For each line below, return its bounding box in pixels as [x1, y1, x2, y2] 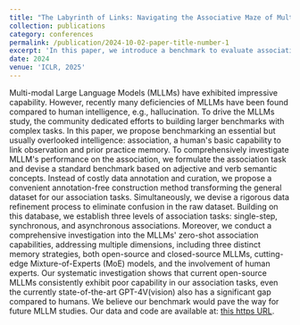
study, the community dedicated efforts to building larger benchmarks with [9, 115, 285, 126]
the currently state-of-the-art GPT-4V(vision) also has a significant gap [9, 287, 271, 297]
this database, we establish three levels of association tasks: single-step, [9, 211, 279, 221]
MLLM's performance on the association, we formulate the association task [9, 154, 287, 164]
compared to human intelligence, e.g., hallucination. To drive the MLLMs [9, 106, 275, 117]
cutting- [254, 248, 284, 259]
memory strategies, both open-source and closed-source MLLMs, [9, 248, 253, 259]
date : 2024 [9, 54, 50, 63]
